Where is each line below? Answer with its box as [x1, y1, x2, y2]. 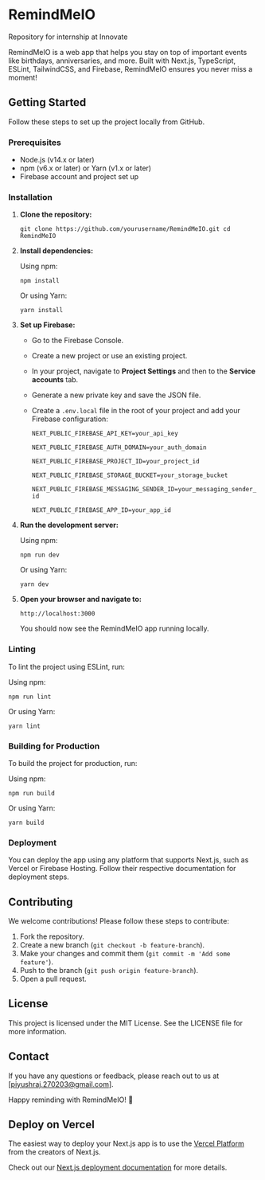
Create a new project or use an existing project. [31, 351, 188, 361]
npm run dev [19, 551, 60, 559]
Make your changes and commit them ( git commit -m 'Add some [19, 949, 231, 959]
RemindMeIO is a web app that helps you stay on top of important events [8, 47, 247, 57]
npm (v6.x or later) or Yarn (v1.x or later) [19, 163, 152, 173]
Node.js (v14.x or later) [19, 155, 95, 165]
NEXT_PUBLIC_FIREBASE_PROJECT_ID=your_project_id [31, 458, 201, 466]
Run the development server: [19, 520, 119, 530]
